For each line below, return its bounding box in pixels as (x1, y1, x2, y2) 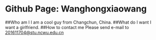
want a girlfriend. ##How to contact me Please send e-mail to (5, 24, 129, 30)
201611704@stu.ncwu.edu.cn (5, 29, 64, 35)
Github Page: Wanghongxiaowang (5, 3, 147, 14)
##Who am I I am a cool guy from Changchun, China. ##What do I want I (5, 19, 152, 25)
